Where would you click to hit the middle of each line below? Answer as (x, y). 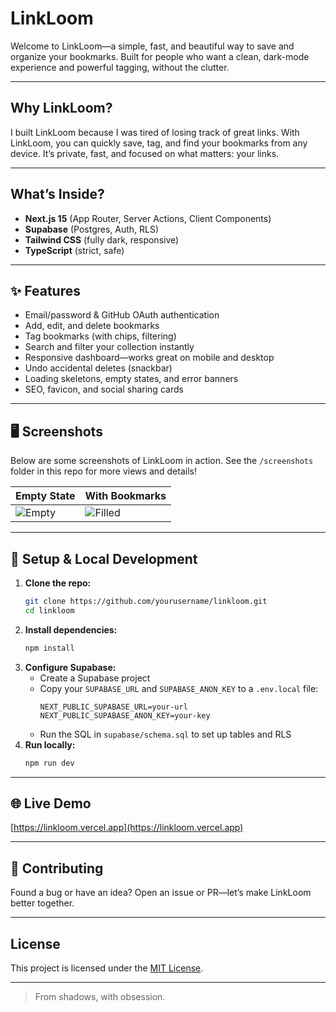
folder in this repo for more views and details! (103, 471)
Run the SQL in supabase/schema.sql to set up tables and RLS (165, 734)
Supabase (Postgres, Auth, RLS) (92, 229)
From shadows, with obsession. (100, 996)
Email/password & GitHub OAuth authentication (122, 315)
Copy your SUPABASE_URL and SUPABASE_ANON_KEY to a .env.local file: (179, 688)
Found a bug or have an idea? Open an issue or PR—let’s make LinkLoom (161, 893)
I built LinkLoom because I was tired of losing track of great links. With (155, 132)
